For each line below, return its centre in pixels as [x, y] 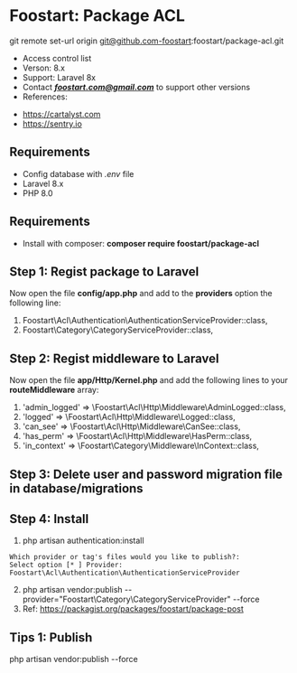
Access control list [57, 58]
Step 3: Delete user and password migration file [146, 474]
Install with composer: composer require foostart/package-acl [141, 243]
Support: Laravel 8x [59, 77]
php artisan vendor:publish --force [74, 659]
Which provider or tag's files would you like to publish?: [125, 557]
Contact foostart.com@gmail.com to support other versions [136, 87]
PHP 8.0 [37, 193]
